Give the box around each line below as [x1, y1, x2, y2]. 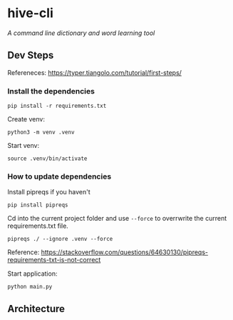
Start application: [7, 269, 58, 278]
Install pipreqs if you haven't [7, 188, 90, 196]
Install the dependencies [7, 86, 95, 96]
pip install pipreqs [7, 201, 69, 209]
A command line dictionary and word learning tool [7, 29, 155, 37]
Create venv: [7, 115, 45, 124]
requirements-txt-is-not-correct [7, 256, 101, 264]
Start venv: [7, 141, 40, 150]
